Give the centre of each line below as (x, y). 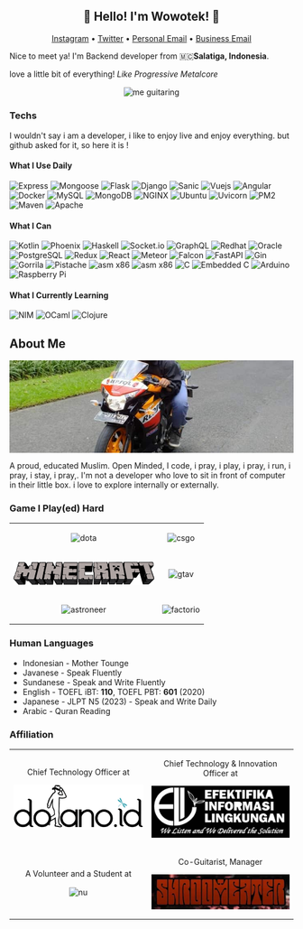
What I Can (31, 226)
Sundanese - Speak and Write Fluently (94, 682)
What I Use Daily (41, 166)
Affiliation (32, 734)
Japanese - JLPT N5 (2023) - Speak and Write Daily (119, 701)
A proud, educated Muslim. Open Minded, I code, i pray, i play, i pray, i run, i (150, 465)
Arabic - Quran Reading (66, 711)
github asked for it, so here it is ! (69, 144)
